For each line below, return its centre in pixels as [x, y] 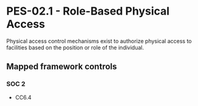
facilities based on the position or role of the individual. [75, 48]
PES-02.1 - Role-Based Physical [88, 11]
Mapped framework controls [62, 67]
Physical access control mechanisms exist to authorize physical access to [99, 41]
